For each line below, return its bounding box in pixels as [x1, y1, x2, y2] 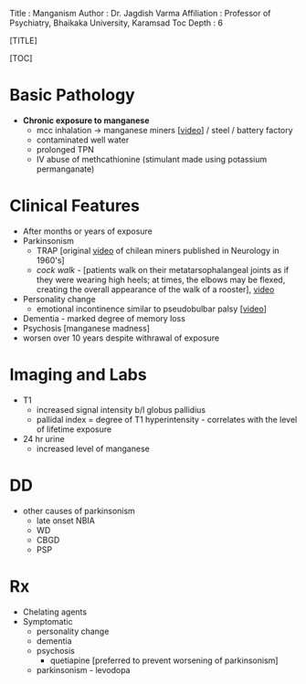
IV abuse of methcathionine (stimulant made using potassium [36, 153, 268, 164]
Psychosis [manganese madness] [22, 322, 151, 333]
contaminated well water [36, 134, 130, 145]
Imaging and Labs [9, 364, 148, 385]
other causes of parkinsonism [22, 505, 135, 516]
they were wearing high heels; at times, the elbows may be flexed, [36, 274, 286, 285]
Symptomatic [22, 616, 73, 626]
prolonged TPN [36, 143, 94, 154]
